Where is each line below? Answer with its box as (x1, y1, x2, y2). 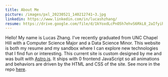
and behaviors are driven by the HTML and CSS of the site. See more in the (5, 61, 160, 67)
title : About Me (5, 7, 39, 12)
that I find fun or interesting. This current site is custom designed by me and (5, 51, 161, 57)
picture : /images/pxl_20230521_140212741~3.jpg (5, 12, 106, 17)
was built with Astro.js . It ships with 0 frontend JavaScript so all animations (5, 56, 159, 62)
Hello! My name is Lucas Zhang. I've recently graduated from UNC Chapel (5, 35, 158, 41)
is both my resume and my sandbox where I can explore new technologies (5, 45, 158, 51)
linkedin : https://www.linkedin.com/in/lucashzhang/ (5, 16, 117, 21)
